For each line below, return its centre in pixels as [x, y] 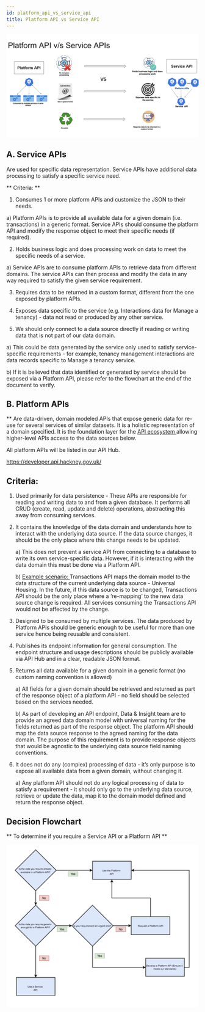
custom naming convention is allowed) [63, 677]
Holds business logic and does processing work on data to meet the [101, 249]
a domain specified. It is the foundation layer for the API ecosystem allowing [102, 432]
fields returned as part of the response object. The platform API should [104, 727]
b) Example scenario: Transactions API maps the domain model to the [103, 577]
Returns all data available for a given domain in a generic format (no [100, 671]
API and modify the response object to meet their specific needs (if [91, 231]
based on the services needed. [54, 702]
